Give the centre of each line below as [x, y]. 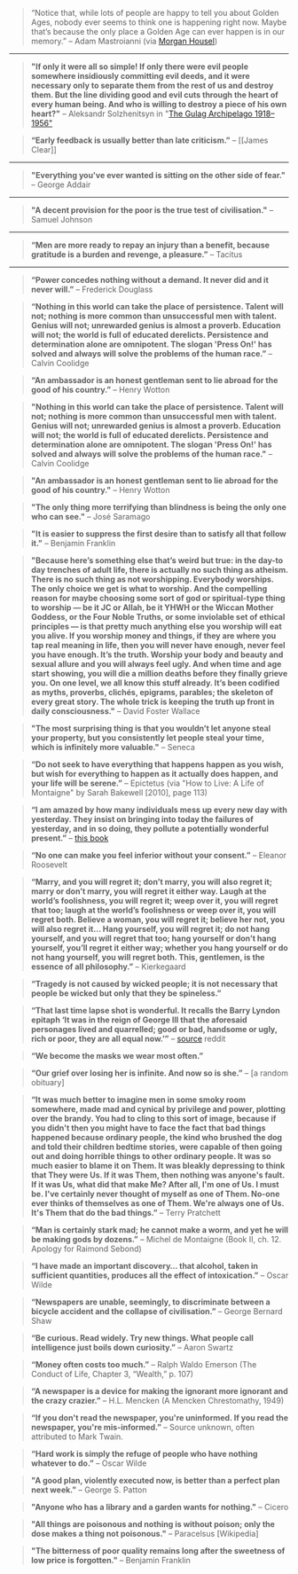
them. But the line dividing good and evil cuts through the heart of [155, 95]
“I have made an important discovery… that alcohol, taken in [145, 1266]
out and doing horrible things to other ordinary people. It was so [151, 1156]
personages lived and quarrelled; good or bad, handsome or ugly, [154, 1029]
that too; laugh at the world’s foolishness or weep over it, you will [153, 910]
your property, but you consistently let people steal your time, [147, 738]
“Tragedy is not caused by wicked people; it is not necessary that [154, 984]
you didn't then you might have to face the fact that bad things [148, 1128]
